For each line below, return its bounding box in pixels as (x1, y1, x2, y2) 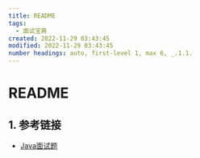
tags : (8, 19, 27, 27)
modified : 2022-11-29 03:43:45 (8, 42, 114, 50)
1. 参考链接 (8, 118, 62, 131)
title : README (8, 11, 56, 20)
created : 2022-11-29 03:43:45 (8, 34, 110, 43)
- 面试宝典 (15, 27, 48, 35)
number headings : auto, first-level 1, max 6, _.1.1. (8, 49, 194, 57)
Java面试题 (19, 141, 58, 150)
